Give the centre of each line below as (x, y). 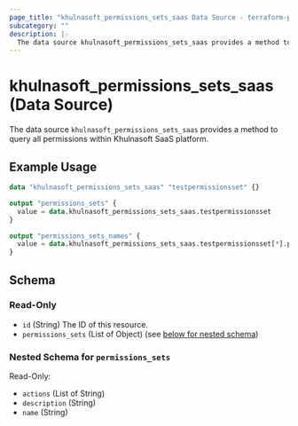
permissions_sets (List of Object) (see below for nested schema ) (140, 334)
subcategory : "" (39, 26)
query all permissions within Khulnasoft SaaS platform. (109, 139)
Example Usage (53, 166)
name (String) (45, 413)
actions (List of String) (63, 394)
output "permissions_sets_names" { (75, 236)
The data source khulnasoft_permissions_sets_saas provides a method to (144, 130)
